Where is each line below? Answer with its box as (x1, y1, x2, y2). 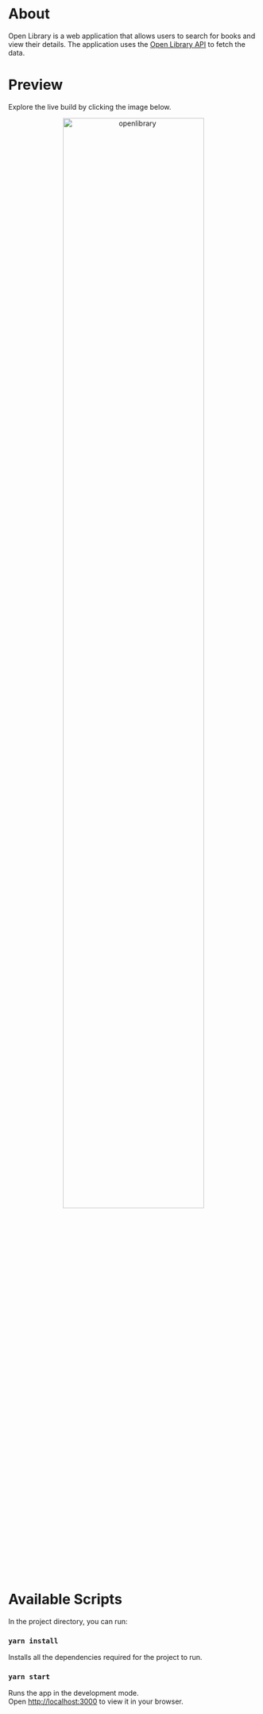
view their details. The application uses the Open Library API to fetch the (8, 39, 246, 48)
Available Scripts (8, 1591, 123, 1608)
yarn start (8, 1673, 50, 1681)
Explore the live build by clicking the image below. (8, 102, 172, 111)
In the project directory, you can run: (8, 1616, 128, 1626)
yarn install (8, 1636, 59, 1646)
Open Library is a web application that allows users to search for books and (8, 31, 256, 41)
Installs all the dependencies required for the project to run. (8, 1653, 203, 1662)
